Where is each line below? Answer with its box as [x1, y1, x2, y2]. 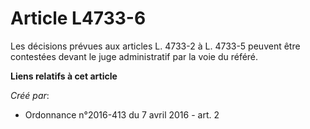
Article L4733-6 [10, 7, 147, 30]
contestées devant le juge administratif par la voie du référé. [10, 50, 259, 62]
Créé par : [10, 89, 50, 101]
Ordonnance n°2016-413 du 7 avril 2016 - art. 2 [24, 108, 220, 121]
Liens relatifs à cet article [10, 70, 118, 82]
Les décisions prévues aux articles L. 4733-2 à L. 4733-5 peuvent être [10, 40, 301, 52]
